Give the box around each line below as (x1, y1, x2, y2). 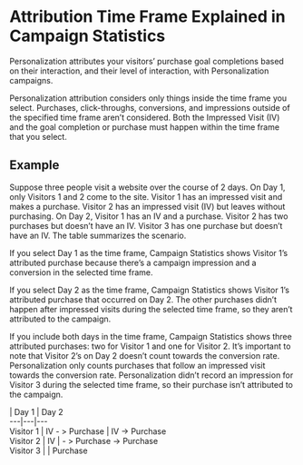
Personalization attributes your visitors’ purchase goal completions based (9, 55, 284, 66)
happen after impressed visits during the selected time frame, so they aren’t (9, 303, 293, 314)
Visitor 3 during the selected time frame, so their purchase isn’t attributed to (9, 379, 293, 390)
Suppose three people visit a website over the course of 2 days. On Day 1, (9, 182, 286, 193)
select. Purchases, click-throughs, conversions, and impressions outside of (9, 102, 290, 113)
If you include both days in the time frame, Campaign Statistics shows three (9, 331, 292, 341)
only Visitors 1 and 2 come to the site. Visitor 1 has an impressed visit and (9, 191, 283, 202)
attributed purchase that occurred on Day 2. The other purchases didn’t (9, 293, 277, 305)
